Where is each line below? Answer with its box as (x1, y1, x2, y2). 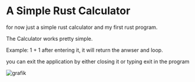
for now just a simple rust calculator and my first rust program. (6, 24, 158, 31)
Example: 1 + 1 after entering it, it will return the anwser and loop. (6, 46, 163, 54)
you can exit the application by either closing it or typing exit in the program (6, 58, 190, 65)
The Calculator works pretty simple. (6, 35, 93, 42)
